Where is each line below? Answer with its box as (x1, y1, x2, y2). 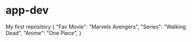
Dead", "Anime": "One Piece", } (5, 29, 82, 36)
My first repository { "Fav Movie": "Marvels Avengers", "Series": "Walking (5, 23, 186, 30)
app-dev (5, 4, 49, 17)
